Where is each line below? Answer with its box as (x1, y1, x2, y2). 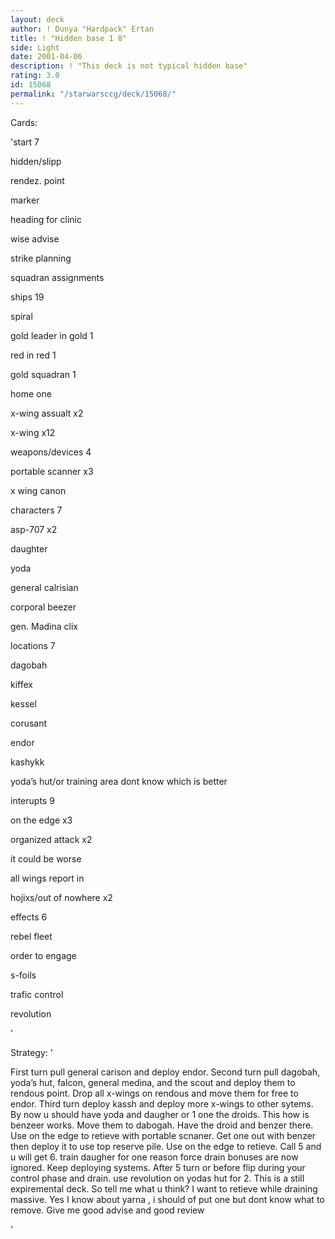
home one (10, 387, 52, 400)
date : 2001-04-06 (10, 52, 83, 62)
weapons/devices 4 (10, 446, 92, 458)
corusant (10, 717, 48, 729)
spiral (10, 310, 33, 322)
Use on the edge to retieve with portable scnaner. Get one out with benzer (10, 1129, 317, 1141)
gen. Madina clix (10, 620, 78, 632)
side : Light (10, 42, 60, 53)
